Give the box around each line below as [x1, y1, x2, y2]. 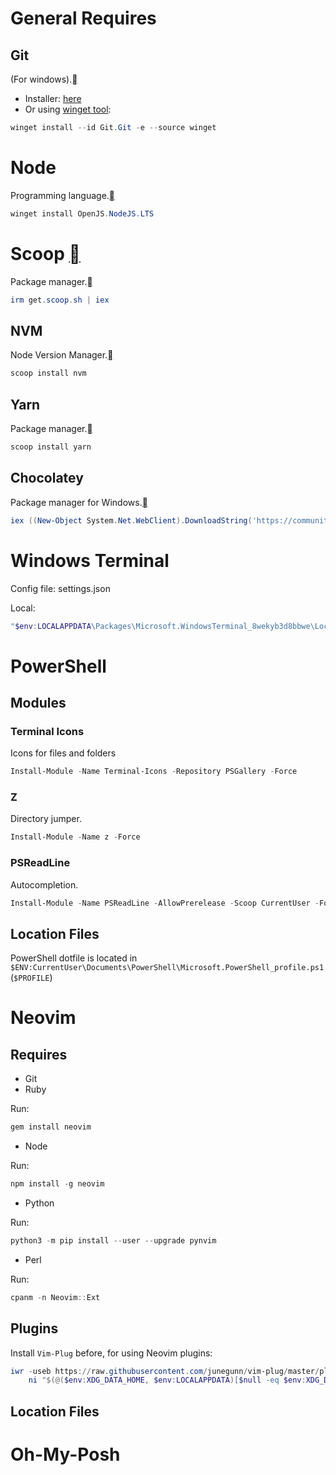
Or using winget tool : [24, 103, 112, 115]
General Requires [10, 7, 157, 30]
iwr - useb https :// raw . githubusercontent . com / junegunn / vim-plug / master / [10, 1366, 320, 1376]
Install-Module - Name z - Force [10, 832, 141, 842]
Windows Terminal [10, 549, 170, 572]
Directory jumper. [10, 813, 82, 825]
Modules [10, 694, 67, 711]
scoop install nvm [10, 368, 87, 379]
